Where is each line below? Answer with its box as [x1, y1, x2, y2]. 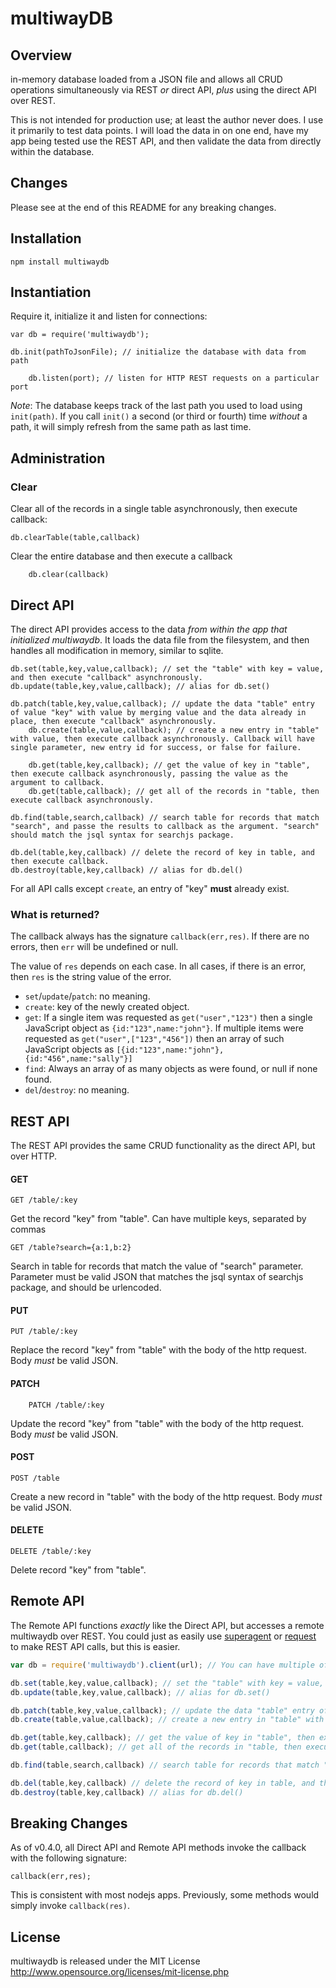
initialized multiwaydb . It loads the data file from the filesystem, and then [10, 633, 310, 646]
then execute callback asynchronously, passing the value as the [10, 768, 288, 779]
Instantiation [10, 284, 92, 301]
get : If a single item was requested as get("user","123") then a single [24, 1012, 313, 1024]
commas [10, 1223, 47, 1236]
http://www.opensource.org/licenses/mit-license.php [10, 1966, 230, 1978]
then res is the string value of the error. [10, 971, 172, 983]
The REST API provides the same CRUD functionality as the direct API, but [10, 1140, 316, 1152]
